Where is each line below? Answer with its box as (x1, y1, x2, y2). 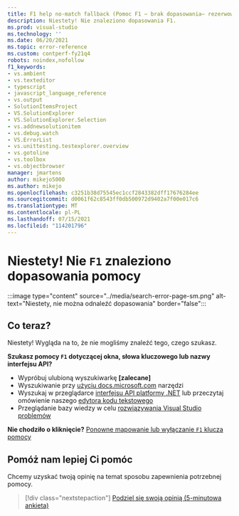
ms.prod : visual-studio (7, 23, 78, 31)
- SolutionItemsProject (7, 103, 78, 110)
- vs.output (7, 97, 43, 104)
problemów (17, 411, 51, 420)
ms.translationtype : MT (7, 202, 78, 210)
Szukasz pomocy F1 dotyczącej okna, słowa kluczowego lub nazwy (7, 352, 211, 361)
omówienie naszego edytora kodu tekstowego (17, 396, 154, 405)
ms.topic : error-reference (7, 43, 87, 51)
